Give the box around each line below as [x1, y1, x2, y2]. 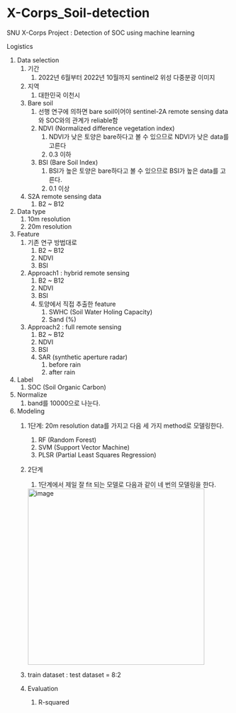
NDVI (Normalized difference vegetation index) [38, 124, 175, 132]
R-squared [38, 697, 69, 706]
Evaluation [27, 684, 58, 692]
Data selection [16, 55, 60, 64]
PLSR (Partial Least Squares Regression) [38, 450, 157, 459]
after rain [48, 367, 76, 376]
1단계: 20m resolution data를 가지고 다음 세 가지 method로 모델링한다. [27, 421, 224, 430]
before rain [48, 360, 82, 369]
